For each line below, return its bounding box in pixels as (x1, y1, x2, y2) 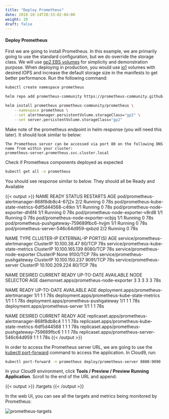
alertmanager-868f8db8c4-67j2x (5, 198, 74, 204)
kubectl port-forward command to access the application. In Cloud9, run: (5, 349, 157, 355)
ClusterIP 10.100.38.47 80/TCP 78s (34, 240, 106, 246)
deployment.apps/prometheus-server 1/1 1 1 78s (5, 303, 105, 309)
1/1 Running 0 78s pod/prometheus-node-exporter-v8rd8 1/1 (38, 209, 163, 215)
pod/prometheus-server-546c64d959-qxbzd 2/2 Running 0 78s (5, 225, 138, 231)
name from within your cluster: (5, 146, 73, 151)
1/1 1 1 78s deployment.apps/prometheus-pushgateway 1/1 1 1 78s (5, 297, 140, 303)
